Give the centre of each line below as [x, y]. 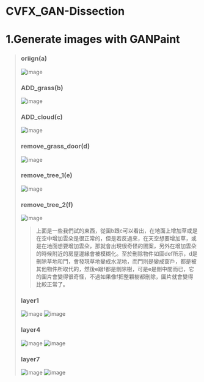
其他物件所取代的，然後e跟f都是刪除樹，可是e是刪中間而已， [112, 269]
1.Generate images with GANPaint [93, 40]
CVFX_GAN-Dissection [65, 11]
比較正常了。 [52, 285]
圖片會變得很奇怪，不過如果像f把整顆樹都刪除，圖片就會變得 [117, 277]
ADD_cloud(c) [42, 117]
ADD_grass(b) [42, 88]
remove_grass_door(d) [55, 147]
